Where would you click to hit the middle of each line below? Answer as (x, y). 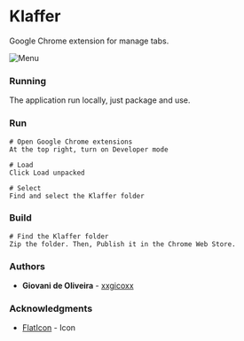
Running (28, 81)
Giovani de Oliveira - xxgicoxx (78, 286)
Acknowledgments (51, 309)
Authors (28, 266)
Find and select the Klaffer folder (77, 196)
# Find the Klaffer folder (59, 236)
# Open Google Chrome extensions (71, 142)
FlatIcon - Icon (49, 328)
